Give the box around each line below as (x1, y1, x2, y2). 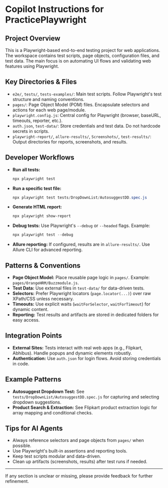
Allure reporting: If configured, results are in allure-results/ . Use (12, 241, 150, 247)
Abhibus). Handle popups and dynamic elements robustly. (12, 350, 132, 356)
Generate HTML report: (12, 204, 62, 210)
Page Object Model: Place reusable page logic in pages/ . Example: (12, 274, 150, 280)
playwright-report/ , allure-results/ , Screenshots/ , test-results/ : (12, 133, 151, 139)
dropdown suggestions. (12, 399, 61, 405)
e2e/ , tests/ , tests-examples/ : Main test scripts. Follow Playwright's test (12, 91, 161, 97)
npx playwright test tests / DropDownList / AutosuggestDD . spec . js (12, 195, 147, 200)
